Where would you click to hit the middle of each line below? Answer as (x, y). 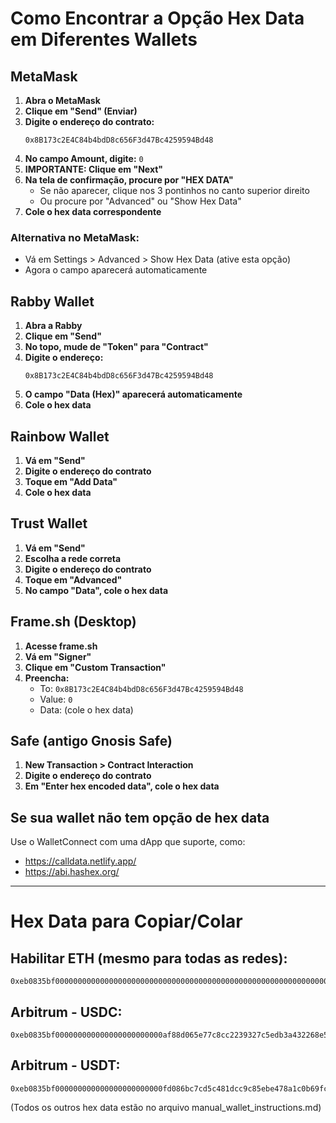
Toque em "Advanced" (73, 579)
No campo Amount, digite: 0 (84, 158)
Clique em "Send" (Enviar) (81, 111)
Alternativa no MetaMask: (75, 237)
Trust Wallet (49, 523)
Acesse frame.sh (61, 646)
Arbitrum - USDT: (65, 1065)
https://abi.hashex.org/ (72, 872)
